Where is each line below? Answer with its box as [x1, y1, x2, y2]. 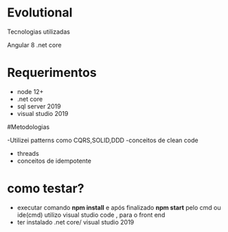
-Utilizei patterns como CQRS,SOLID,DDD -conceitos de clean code [7, 136, 198, 144]
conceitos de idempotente [16, 156, 91, 165]
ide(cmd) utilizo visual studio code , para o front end [16, 211, 166, 219]
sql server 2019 [16, 102, 61, 111]
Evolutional [7, 5, 73, 21]
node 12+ [16, 87, 44, 95]
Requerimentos [7, 65, 98, 80]
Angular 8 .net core [7, 40, 62, 49]
